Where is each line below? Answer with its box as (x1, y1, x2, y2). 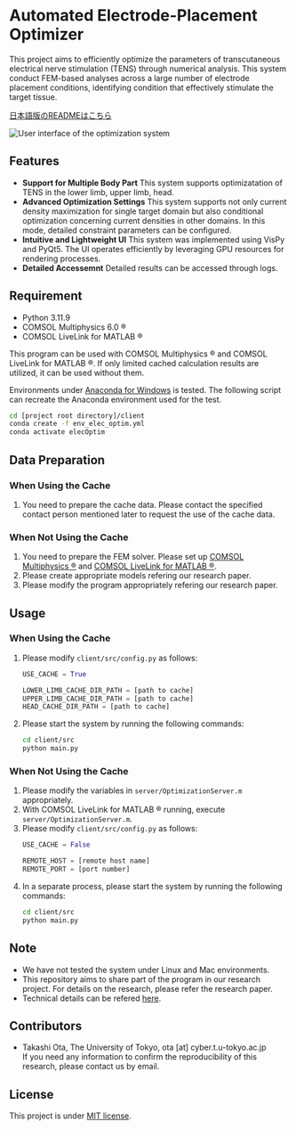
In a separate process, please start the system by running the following (21, 881, 283, 892)
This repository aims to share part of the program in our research (21, 973, 260, 985)
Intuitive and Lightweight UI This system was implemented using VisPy (21, 233, 285, 245)
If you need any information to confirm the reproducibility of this (21, 1052, 258, 1062)
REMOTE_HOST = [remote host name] (21, 856, 150, 865)
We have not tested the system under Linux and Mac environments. (21, 964, 270, 975)
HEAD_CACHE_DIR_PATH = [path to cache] (21, 702, 171, 711)
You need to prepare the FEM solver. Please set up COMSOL (21, 552, 244, 562)
